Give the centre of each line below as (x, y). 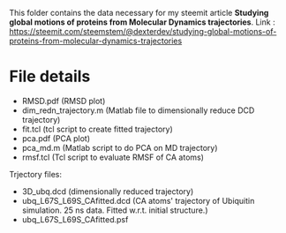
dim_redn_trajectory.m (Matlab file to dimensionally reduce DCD (138, 110)
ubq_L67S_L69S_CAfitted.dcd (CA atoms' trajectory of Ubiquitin (138, 200)
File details (50, 76)
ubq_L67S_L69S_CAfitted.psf (75, 219)
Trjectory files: (35, 174)
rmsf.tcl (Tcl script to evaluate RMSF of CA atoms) (113, 157)
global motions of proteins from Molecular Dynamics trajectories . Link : (142, 22)
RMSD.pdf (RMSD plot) (64, 101)
